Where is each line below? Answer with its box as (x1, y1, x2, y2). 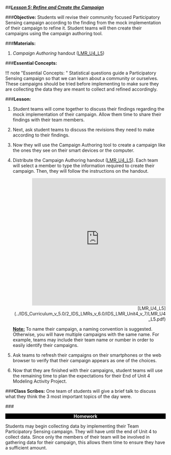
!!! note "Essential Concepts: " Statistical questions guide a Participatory (5, 70, 157, 76)
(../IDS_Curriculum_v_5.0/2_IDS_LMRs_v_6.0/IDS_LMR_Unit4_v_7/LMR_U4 (14, 311, 166, 316)
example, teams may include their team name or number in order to (12, 337, 154, 343)
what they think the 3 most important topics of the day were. (5, 393, 132, 399)
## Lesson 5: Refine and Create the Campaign (5, 5, 104, 10)
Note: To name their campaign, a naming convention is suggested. (12, 326, 153, 332)
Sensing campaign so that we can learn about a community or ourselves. (5, 75, 159, 81)
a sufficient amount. (5, 445, 47, 450)
